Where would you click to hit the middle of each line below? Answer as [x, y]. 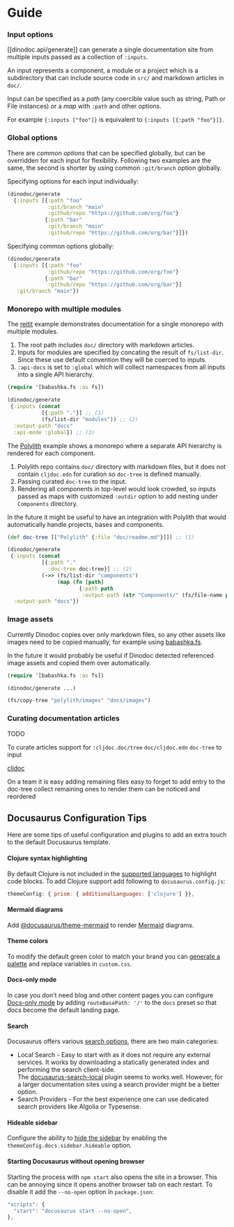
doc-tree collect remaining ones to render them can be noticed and [104, 789]
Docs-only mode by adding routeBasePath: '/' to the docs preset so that [112, 1003]
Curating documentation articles [64, 718]
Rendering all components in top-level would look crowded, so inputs [117, 489]
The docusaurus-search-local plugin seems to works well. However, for [120, 1077]
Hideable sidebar [32, 1123]
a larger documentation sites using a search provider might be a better [118, 1084]
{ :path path [96, 588]
